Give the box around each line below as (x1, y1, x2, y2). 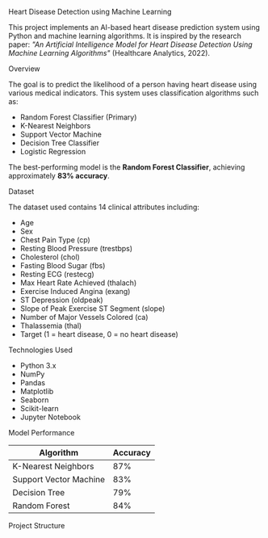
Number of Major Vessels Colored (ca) (19, 313, 149, 322)
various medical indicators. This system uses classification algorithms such (8, 88, 259, 98)
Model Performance (8, 428, 75, 437)
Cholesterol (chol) (19, 252, 81, 262)
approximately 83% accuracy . (8, 171, 111, 180)
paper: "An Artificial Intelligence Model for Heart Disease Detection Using (8, 40, 253, 49)
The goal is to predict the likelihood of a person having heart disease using (8, 80, 257, 89)
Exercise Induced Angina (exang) (19, 287, 131, 296)
